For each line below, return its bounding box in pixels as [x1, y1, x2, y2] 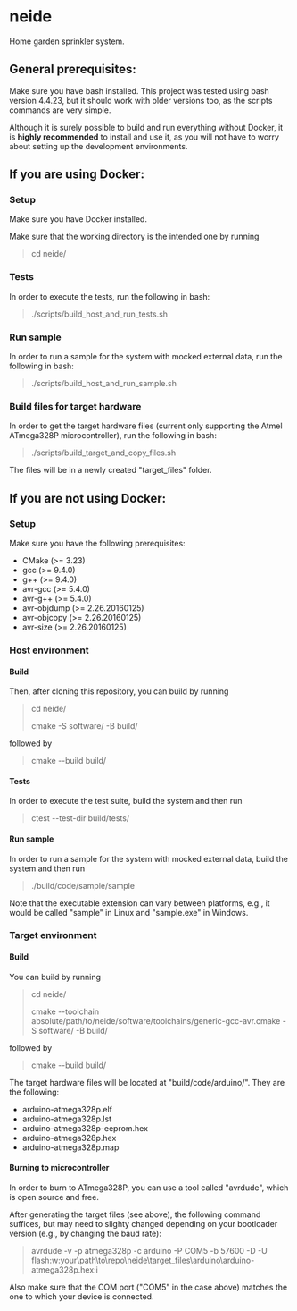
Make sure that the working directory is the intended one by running [9, 231, 260, 242]
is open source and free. [9, 1191, 100, 1202]
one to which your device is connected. [9, 1290, 154, 1302]
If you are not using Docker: [9, 490, 167, 506]
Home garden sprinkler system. [9, 36, 125, 47]
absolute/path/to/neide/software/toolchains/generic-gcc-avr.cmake [30, 1015, 281, 1026]
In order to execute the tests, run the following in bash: [9, 291, 210, 301]
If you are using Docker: [9, 167, 145, 182]
